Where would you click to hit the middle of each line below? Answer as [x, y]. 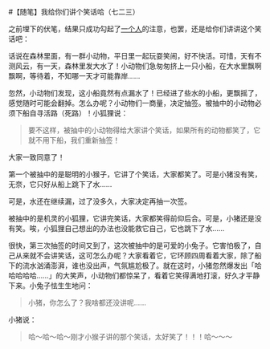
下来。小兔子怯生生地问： [51, 286]
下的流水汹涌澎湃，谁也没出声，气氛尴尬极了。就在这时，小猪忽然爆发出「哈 [135, 266]
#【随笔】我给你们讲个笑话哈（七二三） [74, 12]
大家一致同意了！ [37, 157]
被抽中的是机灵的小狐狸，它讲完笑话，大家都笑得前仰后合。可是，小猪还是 [131, 218]
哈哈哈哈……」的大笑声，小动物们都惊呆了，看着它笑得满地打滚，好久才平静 [134, 276]
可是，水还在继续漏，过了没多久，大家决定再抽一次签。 [100, 201]
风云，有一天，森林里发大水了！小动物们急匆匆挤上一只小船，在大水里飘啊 [138, 66]
